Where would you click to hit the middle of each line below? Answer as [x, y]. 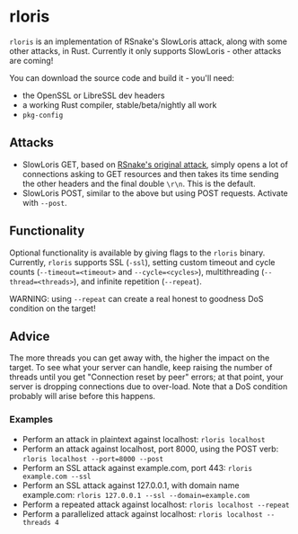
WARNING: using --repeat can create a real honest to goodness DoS [136, 298]
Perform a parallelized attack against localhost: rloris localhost [142, 513]
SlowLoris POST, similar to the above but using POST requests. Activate [155, 193]
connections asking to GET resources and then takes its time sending [150, 174]
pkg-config [43, 115]
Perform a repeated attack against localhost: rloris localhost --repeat [156, 504]
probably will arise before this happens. [82, 396]
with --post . [44, 202]
